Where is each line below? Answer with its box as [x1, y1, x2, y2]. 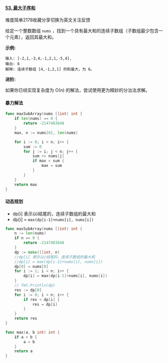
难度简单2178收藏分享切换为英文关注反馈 [5, 17, 91, 23]
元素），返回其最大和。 [9, 34, 57, 40]
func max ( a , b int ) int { [5, 329, 60, 335]
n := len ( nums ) [14, 231, 47, 236]
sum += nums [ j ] [32, 154, 65, 159]
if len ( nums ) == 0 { [14, 116, 58, 122]
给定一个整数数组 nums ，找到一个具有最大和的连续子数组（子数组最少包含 [5, 28, 159, 34]
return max [14, 182, 37, 187]
